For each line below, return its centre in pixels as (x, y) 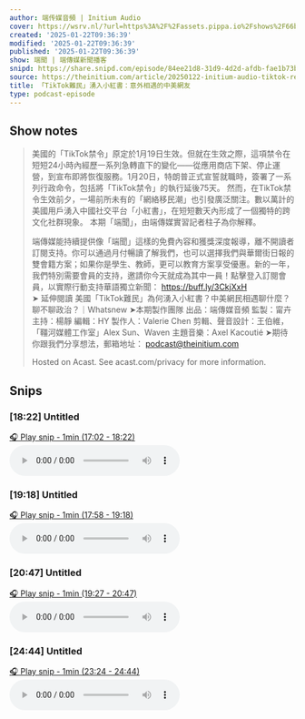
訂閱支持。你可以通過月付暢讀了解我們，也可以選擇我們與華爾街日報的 (163, 253)
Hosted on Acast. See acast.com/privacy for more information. (148, 362)
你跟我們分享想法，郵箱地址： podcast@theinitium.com (135, 344)
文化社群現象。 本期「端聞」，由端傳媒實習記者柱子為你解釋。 (146, 222)
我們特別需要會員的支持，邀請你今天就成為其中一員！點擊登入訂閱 (155, 276)
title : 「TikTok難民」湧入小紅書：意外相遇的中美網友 (100, 86)
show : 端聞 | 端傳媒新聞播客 (58, 60)
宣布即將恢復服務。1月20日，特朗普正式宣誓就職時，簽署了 (166, 177)
